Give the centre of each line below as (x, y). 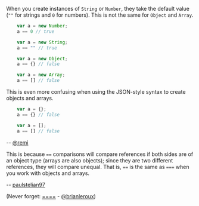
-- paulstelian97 (26, 185)
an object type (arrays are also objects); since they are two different (90, 160)
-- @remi (17, 142)
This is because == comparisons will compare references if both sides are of (100, 154)
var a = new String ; (42, 42)
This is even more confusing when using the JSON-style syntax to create (96, 92)
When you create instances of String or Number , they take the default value (98, 9)
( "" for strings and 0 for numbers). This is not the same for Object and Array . (100, 15)
